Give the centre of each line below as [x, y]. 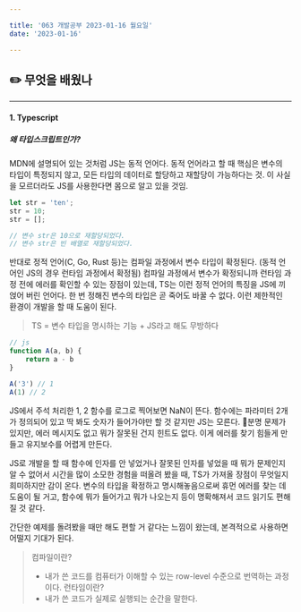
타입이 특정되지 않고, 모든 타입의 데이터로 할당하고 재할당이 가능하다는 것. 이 [142, 174]
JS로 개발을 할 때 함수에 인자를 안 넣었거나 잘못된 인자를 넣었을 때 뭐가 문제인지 [148, 463]
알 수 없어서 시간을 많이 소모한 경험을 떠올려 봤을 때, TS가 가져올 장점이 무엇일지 [149, 474]
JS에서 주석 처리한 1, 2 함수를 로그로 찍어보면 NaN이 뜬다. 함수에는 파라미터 [142, 410]
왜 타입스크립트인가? [45, 139]
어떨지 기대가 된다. [42, 538]
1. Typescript [34, 117]
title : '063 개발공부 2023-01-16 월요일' [81, 25]
